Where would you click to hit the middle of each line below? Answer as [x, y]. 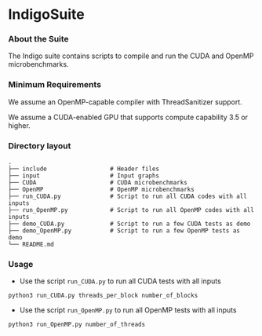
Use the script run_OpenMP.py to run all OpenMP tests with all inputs [128, 310]
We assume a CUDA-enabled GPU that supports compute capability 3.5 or [128, 117]
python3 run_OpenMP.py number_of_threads [77, 325]
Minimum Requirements [55, 85]
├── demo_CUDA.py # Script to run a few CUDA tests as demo [129, 224]
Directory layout [40, 145]
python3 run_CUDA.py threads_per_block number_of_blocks [103, 296]
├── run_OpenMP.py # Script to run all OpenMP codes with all [131, 210]
